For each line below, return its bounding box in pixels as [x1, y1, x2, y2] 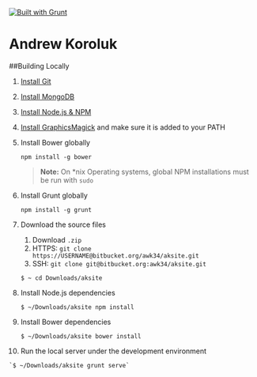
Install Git [20, 76, 51, 86]
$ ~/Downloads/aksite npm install [20, 303, 134, 311]
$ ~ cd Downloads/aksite [20, 273, 103, 282]
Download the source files [20, 220, 106, 229]
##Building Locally [9, 61, 70, 70]
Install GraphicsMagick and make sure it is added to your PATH [20, 123, 226, 132]
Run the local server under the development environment [20, 346, 207, 356]
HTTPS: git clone [32, 243, 92, 253]
